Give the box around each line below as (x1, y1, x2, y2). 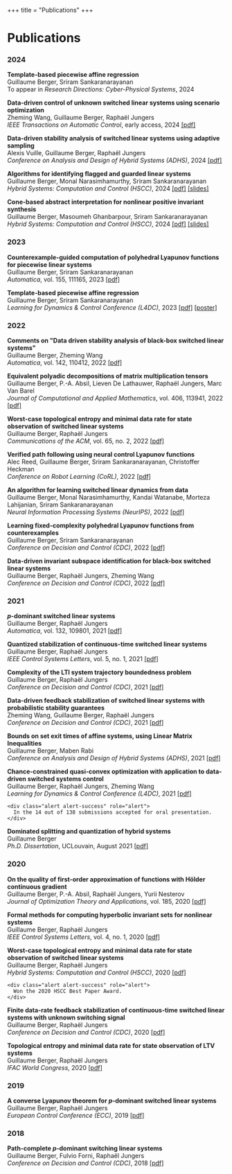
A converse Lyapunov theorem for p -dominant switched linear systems (7, 1096, 217, 1105)
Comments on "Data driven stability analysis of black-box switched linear (7, 336, 224, 345)
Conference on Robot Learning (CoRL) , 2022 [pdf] (7, 473, 151, 481)
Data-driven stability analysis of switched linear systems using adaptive (7, 134, 220, 143)
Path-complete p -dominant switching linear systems (7, 1144, 163, 1153)
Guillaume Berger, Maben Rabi (7, 746, 94, 755)
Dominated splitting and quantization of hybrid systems (7, 827, 171, 836)
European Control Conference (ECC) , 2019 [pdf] (7, 1111, 145, 1119)
